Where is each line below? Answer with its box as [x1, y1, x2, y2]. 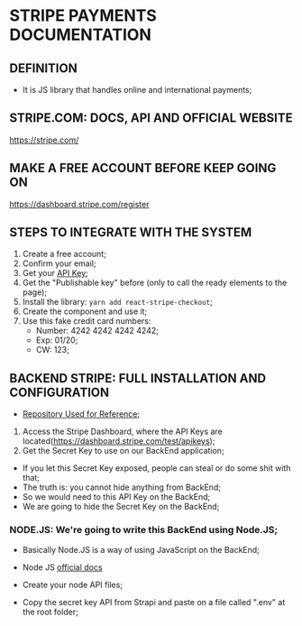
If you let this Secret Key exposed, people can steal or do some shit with [22, 463, 291, 474]
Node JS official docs [22, 561, 103, 573]
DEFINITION [9, 60, 78, 76]
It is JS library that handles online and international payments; [22, 85, 252, 95]
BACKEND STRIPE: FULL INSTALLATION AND [9, 371, 267, 386]
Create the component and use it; [22, 306, 148, 317]
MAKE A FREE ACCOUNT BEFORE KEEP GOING [9, 161, 277, 176]
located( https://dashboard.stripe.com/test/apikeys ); [22, 436, 215, 446]
